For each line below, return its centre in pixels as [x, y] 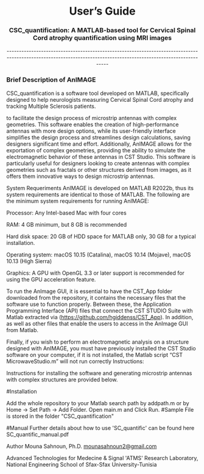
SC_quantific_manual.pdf [37, 434]
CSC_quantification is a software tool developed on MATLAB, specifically [98, 93]
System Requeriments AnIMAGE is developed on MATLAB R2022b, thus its [100, 188]
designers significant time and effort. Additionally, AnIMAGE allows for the [99, 144]
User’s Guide [102, 11]
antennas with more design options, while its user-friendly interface [91, 131]
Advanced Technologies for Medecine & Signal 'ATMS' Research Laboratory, [102, 458]
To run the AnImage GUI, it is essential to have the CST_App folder [89, 291]
